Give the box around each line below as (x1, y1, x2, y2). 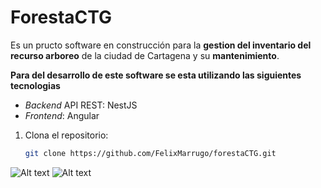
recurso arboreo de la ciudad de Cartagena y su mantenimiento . (10, 49, 280, 61)
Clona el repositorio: (24, 129, 109, 141)
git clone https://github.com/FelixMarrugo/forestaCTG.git (24, 148, 277, 158)
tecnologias (10, 79, 61, 91)
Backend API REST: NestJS (24, 99, 138, 111)
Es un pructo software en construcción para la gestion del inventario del (10, 39, 312, 51)
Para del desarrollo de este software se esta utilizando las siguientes (10, 69, 302, 81)
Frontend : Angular (24, 109, 100, 121)
